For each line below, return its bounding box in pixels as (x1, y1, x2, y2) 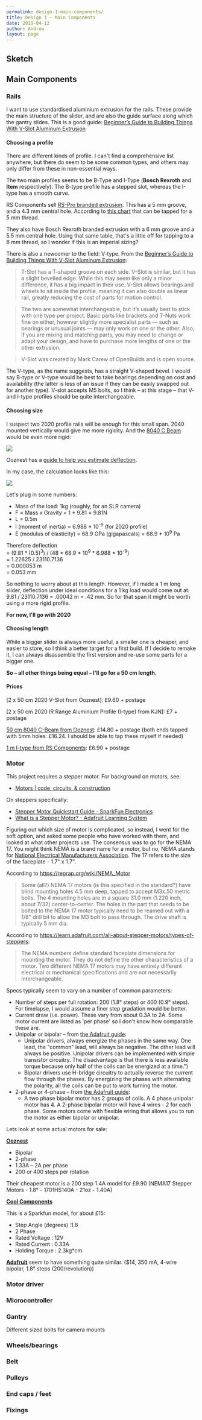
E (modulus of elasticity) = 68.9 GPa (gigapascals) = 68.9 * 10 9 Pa (14, 529, 180, 537)
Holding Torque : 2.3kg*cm (14, 1247, 83, 1254)
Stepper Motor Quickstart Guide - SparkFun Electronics (14, 808, 153, 815)
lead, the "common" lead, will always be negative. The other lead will (24, 1044, 196, 1051)
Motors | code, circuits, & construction (14, 784, 110, 792)
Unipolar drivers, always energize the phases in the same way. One (24, 1037, 191, 1044)
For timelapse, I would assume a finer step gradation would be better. (14, 1005, 188, 1012)
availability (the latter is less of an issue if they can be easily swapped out (6, 380, 189, 388)
